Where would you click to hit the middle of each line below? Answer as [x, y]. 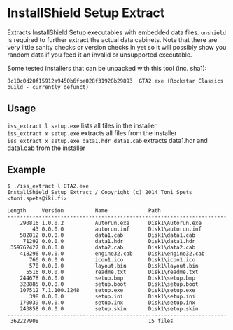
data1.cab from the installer [47, 148]
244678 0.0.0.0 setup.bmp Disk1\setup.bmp [108, 278]
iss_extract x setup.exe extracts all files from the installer [92, 133]
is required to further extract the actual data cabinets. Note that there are [112, 39]
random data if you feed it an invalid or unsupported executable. [100, 55]
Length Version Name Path [84, 211]
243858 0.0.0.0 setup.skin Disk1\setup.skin [109, 309]
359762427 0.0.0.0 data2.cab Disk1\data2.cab [103, 247]
